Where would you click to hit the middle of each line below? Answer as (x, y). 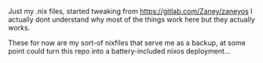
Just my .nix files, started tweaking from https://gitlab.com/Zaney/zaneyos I (130, 11)
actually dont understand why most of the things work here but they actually (131, 19)
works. (19, 28)
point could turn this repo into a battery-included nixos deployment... (119, 51)
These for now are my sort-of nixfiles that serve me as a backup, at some (127, 43)
